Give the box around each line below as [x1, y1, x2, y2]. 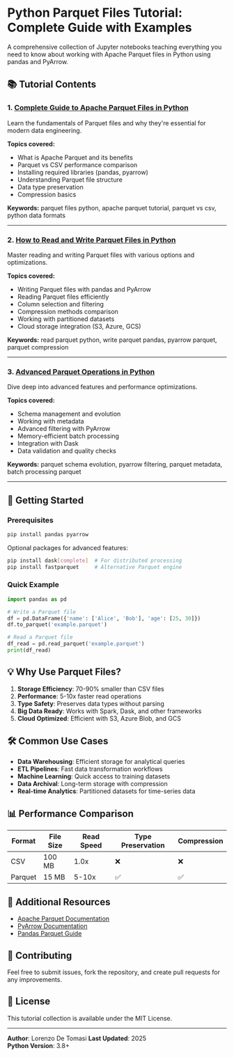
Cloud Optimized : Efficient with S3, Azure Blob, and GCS [17, 714, 181, 722]
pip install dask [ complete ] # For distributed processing [7, 557, 182, 564]
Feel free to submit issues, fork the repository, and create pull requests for [7, 968, 221, 976]
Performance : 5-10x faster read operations [17, 691, 141, 700]
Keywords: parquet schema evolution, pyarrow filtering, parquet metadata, [7, 460, 223, 469]
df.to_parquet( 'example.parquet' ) [7, 621, 108, 628]
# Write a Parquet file [7, 608, 77, 616]
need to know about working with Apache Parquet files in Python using [7, 50, 211, 58]
